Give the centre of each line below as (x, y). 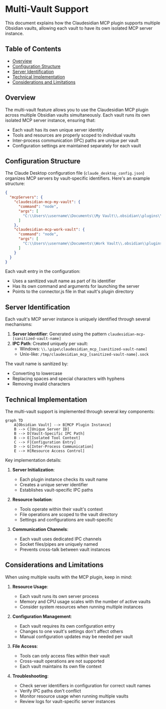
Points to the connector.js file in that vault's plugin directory (73, 292)
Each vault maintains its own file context (61, 666)
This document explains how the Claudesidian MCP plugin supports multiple (83, 23)
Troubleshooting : (30, 676)
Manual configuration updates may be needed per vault (76, 637)
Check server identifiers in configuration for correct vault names (85, 685)
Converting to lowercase (37, 374)
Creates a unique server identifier (54, 484)
